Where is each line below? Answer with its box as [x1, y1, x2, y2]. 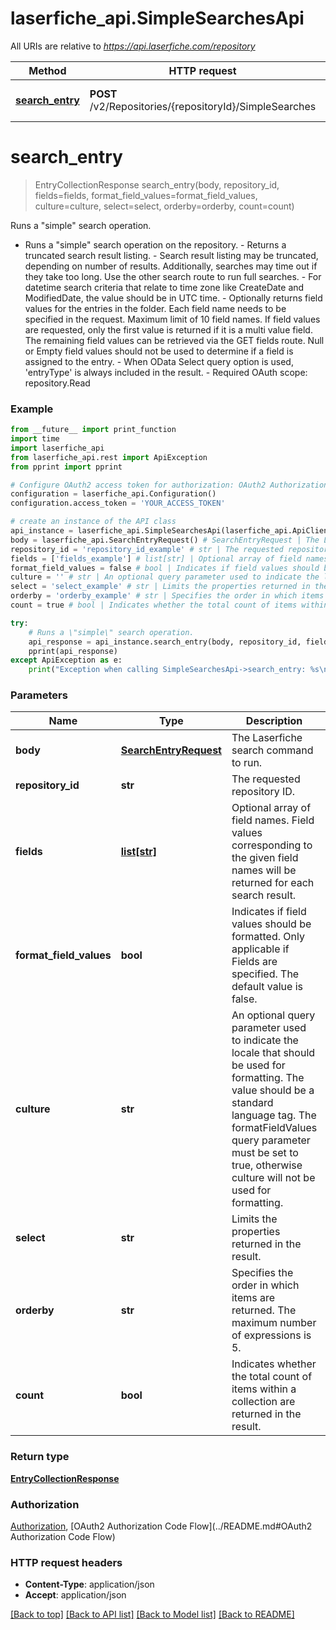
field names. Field [231, 813, 315, 827]
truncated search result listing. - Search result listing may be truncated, [24, 249, 319, 261]
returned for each [231, 876, 315, 890]
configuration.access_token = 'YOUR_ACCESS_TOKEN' [10, 498, 226, 509]
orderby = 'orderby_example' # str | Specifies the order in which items [10, 591, 325, 601]
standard [231, 1096, 274, 1110]
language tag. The [231, 1108, 317, 1122]
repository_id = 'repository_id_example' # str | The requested [10, 544, 284, 554]
